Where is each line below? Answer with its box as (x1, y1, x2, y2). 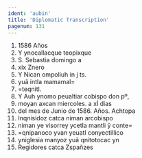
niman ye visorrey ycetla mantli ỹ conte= (17, 121, 133, 130)
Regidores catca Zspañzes (17, 143, 93, 151)
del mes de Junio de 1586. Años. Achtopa (17, 107, 136, 115)
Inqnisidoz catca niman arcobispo (17, 114, 114, 122)
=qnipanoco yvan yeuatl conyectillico (17, 129, 124, 137)
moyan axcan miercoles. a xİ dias (17, 100, 112, 108)
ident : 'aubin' (8, 10, 51, 17)
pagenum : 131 (8, 23, 45, 29)
